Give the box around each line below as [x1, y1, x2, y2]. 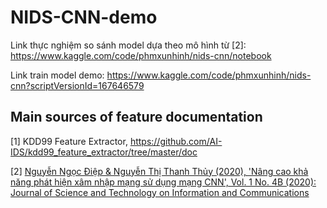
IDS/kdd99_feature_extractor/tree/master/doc [10, 146, 198, 158]
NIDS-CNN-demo [10, 6, 158, 29]
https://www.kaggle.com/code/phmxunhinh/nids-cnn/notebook [10, 49, 272, 61]
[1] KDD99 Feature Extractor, [10, 135, 128, 147]
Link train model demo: [10, 69, 105, 81]
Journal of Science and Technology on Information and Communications [10, 186, 310, 198]
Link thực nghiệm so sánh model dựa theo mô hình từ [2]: [10, 39, 247, 51]
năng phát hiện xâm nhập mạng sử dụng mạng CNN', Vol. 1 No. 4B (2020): [10, 176, 317, 188]
